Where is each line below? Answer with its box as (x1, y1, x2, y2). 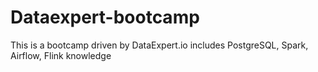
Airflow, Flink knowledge (10, 49, 112, 61)
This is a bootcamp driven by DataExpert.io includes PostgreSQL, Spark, (10, 39, 309, 51)
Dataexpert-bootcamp (10, 6, 200, 29)
